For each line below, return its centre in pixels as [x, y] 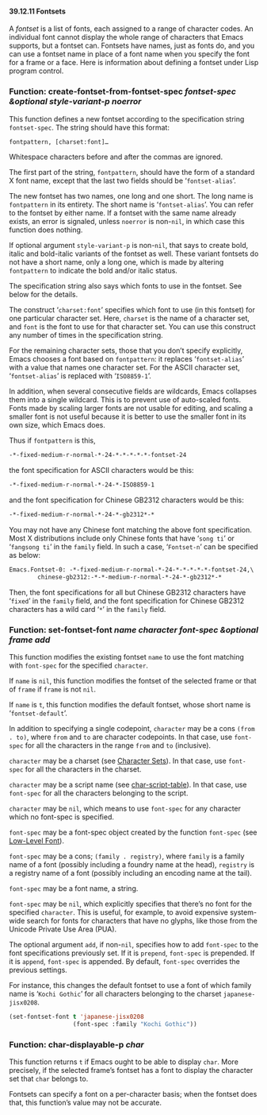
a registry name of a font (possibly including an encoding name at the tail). [131, 873]
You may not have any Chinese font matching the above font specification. [131, 530]
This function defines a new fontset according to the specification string [127, 118]
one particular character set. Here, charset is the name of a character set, [130, 319]
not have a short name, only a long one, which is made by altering [116, 262]
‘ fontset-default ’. [38, 713]
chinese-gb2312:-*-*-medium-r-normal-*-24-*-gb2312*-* [130, 577]
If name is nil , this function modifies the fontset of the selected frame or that [133, 681]
